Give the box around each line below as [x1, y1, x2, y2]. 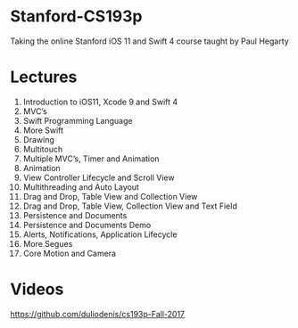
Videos [10, 279, 64, 299]
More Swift [22, 125, 64, 135]
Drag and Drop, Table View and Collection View [22, 191, 198, 201]
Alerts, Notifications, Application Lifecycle [22, 229, 178, 240]
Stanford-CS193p [10, 6, 143, 27]
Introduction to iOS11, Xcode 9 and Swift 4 [22, 96, 178, 107]
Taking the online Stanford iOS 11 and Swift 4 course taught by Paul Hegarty [10, 36, 289, 46]
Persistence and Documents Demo [22, 219, 152, 230]
